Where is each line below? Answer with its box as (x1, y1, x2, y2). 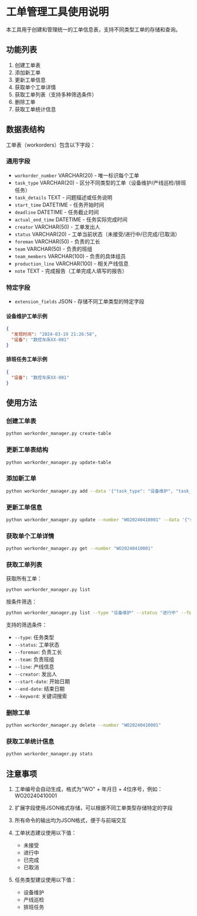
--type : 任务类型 (14, 633, 55, 641)
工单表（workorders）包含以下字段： (6, 141, 96, 148)
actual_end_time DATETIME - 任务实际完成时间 (14, 216, 128, 223)
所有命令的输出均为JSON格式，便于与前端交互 (14, 817, 127, 824)
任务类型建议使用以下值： (14, 877, 77, 884)
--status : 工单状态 (14, 641, 60, 648)
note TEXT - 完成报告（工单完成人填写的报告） (14, 267, 128, 274)
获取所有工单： (6, 575, 42, 582)
